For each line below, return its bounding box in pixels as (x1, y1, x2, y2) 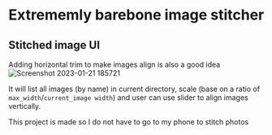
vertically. (8, 102, 41, 111)
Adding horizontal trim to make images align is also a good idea (8, 59, 221, 69)
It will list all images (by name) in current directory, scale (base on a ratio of (8, 84, 261, 94)
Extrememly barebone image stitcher (8, 6, 265, 24)
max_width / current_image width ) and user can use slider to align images (8, 93, 249, 102)
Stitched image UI (8, 38, 100, 52)
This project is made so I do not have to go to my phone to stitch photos (8, 117, 249, 127)
